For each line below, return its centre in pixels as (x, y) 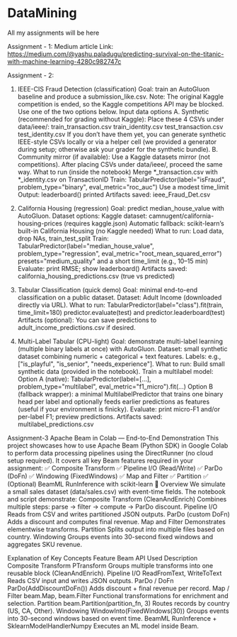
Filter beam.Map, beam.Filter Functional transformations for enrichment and (118, 596)
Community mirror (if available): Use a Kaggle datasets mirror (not (114, 157)
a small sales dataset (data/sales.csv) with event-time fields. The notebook (117, 492)
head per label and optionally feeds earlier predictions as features (114, 401)
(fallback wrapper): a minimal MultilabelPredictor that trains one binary (120, 394)
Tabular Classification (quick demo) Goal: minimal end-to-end (108, 289)
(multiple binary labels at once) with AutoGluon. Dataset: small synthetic (122, 348)
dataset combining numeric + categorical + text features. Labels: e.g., (119, 356)
